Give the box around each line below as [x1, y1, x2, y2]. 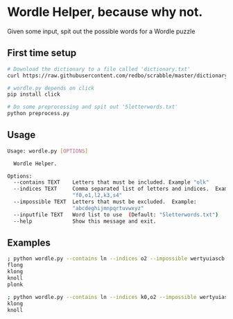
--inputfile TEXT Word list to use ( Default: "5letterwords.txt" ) [13, 211, 218, 218]
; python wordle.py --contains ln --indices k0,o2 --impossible [7, 293, 197, 300]
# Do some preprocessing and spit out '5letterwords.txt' [7, 103, 178, 111]
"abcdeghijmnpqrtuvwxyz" [72, 205, 144, 212]
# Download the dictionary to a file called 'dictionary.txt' [7, 65, 191, 73]
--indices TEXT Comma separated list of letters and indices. [13, 185, 209, 193]
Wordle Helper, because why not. [7, 4, 203, 20]
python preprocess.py [7, 110, 70, 117]
